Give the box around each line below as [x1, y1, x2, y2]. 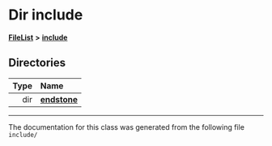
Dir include [8, 6, 83, 24]
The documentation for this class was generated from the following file [8, 122, 245, 131]
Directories [8, 56, 66, 70]
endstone [40, 93, 79, 105]
